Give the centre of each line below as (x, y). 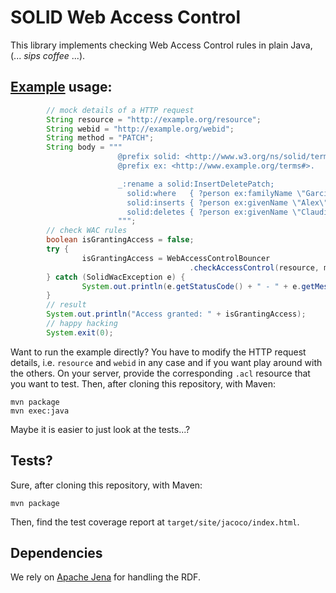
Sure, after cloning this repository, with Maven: (106, 485)
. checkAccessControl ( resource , (254, 267)
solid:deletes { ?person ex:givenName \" (214, 212)
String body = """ (84, 147)
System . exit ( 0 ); (80, 332)
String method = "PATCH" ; (100, 138)
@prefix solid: (149, 157)
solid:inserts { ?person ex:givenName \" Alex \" (227, 202)
